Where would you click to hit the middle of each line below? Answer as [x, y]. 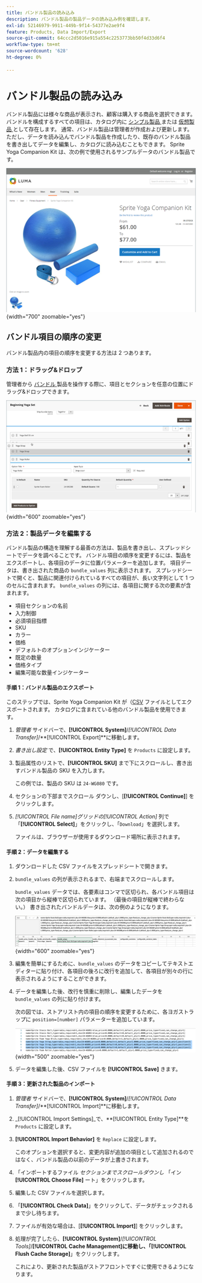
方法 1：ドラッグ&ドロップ [44, 370]
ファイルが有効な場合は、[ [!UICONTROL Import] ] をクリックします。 [100, 1226]
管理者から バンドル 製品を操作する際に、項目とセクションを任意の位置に [97, 384]
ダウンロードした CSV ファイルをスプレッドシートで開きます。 [93, 866]
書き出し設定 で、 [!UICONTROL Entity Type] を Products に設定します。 [104, 750]
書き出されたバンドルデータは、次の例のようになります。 [101, 907]
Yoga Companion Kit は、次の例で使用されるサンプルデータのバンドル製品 [98, 151]
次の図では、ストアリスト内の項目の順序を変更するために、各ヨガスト [102, 1012]
